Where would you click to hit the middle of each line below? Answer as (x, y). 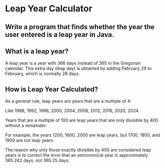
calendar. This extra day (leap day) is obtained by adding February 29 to (78, 68)
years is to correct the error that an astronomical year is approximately (77, 155)
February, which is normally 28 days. (43, 74)
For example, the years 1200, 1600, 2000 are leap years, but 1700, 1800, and (82, 135)
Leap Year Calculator (49, 9)
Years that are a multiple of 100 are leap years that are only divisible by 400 (82, 120)
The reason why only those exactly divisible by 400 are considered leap (78, 150)
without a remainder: (26, 126)
